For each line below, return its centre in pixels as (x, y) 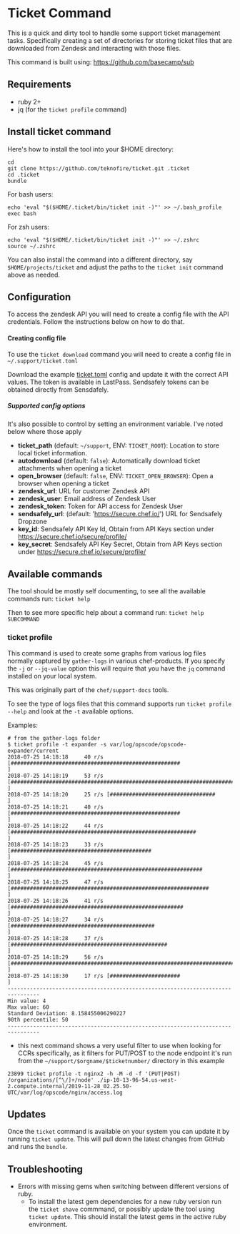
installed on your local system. (52, 676)
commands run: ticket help (49, 599)
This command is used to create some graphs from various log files (107, 653)
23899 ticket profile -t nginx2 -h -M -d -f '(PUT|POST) (94, 1074)
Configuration (39, 297)
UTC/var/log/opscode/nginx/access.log (65, 1092)
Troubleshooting (45, 1169)
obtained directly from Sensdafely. (58, 389)
